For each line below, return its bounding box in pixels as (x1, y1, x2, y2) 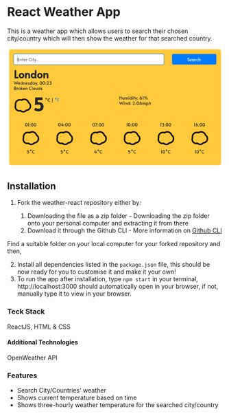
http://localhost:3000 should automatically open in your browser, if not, (16, 283, 219, 291)
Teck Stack (7, 307, 45, 316)
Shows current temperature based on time (16, 393, 137, 402)
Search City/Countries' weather (16, 386, 106, 395)
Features (7, 371, 38, 380)
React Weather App (7, 4, 121, 20)
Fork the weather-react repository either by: (16, 199, 142, 207)
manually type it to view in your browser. (16, 289, 132, 298)
